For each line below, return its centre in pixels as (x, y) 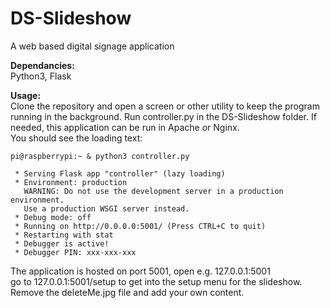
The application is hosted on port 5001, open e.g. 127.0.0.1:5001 (140, 271)
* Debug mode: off (53, 217)
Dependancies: (42, 65)
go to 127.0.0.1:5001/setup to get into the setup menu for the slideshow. (156, 281)
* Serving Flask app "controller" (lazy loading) (120, 173)
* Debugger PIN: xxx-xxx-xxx (75, 252)
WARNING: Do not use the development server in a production (153, 191)
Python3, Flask (41, 76)
